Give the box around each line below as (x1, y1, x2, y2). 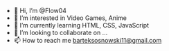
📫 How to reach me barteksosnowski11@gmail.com (13, 37, 162, 44)
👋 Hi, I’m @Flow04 (13, 7, 67, 14)
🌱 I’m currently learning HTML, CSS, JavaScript (13, 21, 150, 29)
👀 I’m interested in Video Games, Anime (13, 14, 127, 22)
